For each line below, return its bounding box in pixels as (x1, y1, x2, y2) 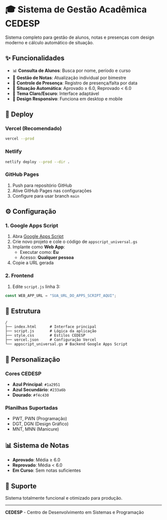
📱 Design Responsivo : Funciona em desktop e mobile (12, 95, 123, 102)
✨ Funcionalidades (5, 54, 65, 63)
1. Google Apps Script (5, 222, 59, 229)
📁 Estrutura (5, 307, 41, 315)
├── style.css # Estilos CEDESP (5, 333, 85, 338)
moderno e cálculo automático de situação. (5, 39, 94, 45)
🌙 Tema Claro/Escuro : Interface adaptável (12, 90, 99, 96)
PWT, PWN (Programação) (12, 416, 67, 422)
